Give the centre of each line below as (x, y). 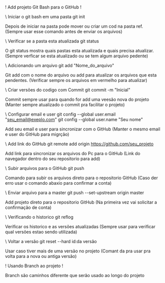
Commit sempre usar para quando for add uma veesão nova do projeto (77, 99)
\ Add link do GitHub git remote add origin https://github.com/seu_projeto (79, 144)
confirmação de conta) (28, 207)
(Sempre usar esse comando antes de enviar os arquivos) (64, 31)
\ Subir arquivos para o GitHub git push (45, 168)
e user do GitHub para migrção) (37, 134)
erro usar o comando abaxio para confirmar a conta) (58, 183)
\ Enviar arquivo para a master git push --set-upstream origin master (75, 193)
